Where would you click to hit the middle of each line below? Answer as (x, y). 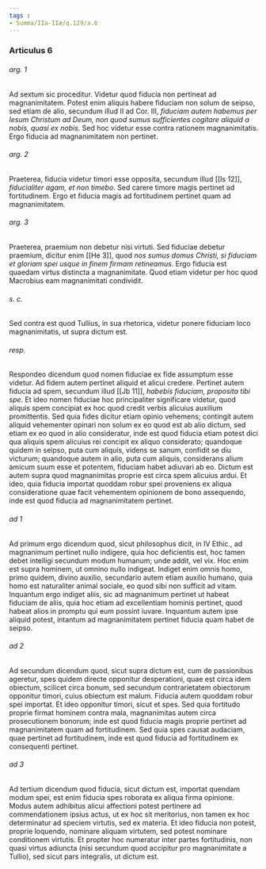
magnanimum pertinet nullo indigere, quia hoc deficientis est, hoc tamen (127, 552)
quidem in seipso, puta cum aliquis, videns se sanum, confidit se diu (120, 450)
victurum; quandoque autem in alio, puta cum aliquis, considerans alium (126, 459)
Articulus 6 (31, 51)
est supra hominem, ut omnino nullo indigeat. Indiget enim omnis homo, (125, 568)
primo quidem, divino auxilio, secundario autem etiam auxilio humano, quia (131, 577)
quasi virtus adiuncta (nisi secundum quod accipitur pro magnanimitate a (128, 848)
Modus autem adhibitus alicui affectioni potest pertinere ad (105, 806)
